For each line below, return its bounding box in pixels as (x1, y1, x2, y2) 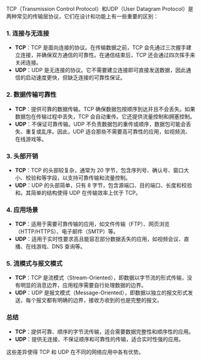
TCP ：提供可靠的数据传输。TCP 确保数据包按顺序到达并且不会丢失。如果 (14, 105, 196, 112)
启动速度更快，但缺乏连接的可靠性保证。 (25, 74, 126, 81)
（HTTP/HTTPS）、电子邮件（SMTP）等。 (14, 228, 119, 235)
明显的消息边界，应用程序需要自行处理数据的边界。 (20, 282, 147, 289)
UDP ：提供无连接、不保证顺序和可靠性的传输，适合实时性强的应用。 (14, 335, 184, 342)
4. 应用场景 (6, 205, 38, 214)
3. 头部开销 (6, 152, 38, 160)
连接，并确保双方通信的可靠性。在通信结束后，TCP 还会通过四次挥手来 (20, 52, 196, 59)
